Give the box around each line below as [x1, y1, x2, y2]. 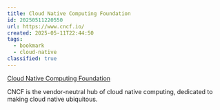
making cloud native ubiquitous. [7, 95, 98, 103]
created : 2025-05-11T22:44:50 [7, 29, 94, 37]
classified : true [7, 55, 57, 62]
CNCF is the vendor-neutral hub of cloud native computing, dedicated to [7, 87, 213, 95]
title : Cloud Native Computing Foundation [7, 10, 131, 17]
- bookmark [13, 42, 45, 49]
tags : [7, 36, 23, 43]
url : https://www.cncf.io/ [7, 23, 85, 30]
